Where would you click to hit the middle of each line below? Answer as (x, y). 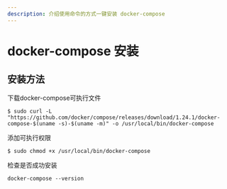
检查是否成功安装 (32, 165)
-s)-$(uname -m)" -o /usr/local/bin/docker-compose (136, 124)
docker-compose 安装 (73, 51)
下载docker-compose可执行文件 (54, 98)
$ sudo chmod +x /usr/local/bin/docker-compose (79, 151)
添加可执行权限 (29, 137)
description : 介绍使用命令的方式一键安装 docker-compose (86, 14)
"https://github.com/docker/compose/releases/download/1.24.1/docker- (114, 118)
